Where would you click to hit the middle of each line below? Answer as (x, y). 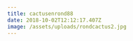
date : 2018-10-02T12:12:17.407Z (54, 20)
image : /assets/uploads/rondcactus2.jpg (67, 26)
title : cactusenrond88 (40, 14)
